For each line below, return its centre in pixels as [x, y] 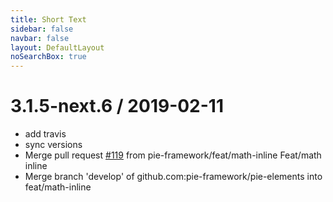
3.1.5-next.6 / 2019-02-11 [117, 106]
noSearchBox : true [48, 57]
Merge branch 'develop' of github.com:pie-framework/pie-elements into [173, 177]
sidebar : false [42, 29]
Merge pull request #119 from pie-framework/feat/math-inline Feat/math [173, 155]
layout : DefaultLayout [57, 47]
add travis [45, 134]
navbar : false [40, 38]
